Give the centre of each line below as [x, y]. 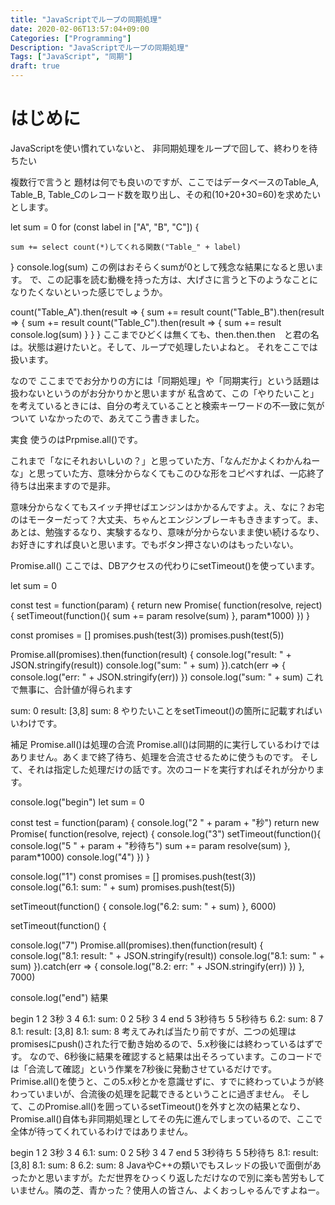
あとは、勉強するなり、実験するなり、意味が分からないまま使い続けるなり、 [167, 532]
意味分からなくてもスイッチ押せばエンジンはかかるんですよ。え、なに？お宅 [167, 507]
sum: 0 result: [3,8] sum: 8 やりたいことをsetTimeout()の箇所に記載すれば [162, 710]
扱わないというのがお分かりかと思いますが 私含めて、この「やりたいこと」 [165, 393]
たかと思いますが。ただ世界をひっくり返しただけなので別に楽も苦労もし [167, 1177]
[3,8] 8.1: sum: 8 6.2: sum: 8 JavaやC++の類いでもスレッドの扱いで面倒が [161, 1165]
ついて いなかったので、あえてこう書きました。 [107, 418]
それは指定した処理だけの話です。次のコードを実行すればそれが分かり [171, 769]
